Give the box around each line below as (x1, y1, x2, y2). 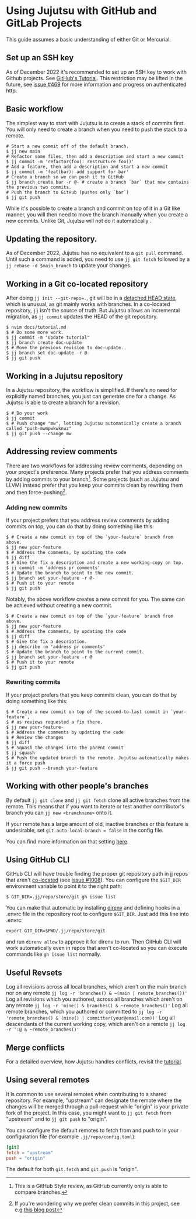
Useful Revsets (6, 967, 62, 977)
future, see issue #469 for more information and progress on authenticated (6, 81, 187, 88)
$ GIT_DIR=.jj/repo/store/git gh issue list (6, 894, 116, 900)
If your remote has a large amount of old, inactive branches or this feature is (6, 820, 189, 827)
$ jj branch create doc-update (6, 340, 82, 346)
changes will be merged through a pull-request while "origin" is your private (6, 1103, 188, 1110)
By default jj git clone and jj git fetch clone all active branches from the (6, 797, 190, 804)
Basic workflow (6, 104, 64, 114)
